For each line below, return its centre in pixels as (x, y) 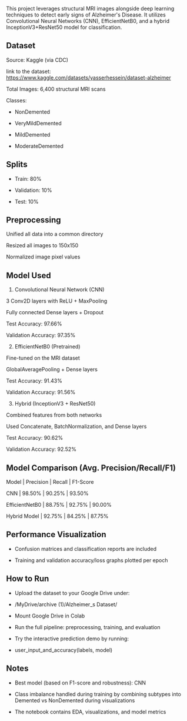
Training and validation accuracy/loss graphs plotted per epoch (91, 560)
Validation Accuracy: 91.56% (41, 392)
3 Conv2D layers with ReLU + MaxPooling (57, 301)
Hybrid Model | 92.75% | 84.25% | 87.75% (57, 516)
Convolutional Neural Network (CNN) (59, 290)
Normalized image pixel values (43, 257)
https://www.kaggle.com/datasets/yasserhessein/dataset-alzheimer (89, 77)
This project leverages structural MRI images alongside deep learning (90, 9)
